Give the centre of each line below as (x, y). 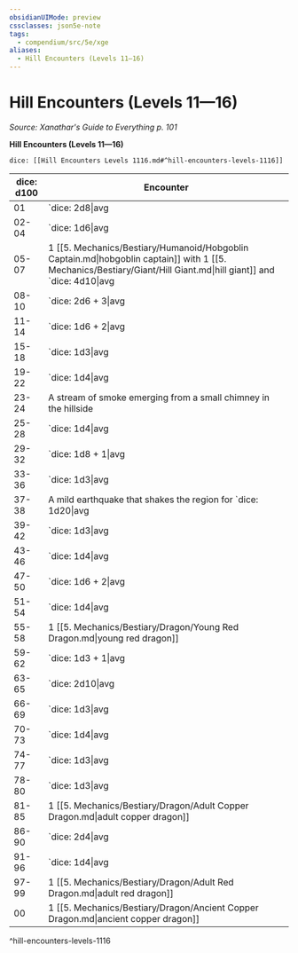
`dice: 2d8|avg (78, 208)
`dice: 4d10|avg (82, 280)
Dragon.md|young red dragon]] (114, 638)
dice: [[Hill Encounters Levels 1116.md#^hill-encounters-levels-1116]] (146, 161)
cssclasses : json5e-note (55, 26)
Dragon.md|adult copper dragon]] (119, 816)
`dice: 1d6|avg (78, 227)
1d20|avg (69, 510)
